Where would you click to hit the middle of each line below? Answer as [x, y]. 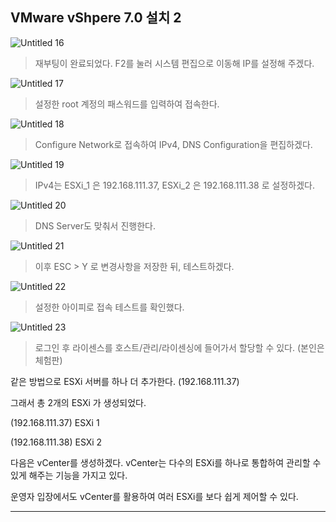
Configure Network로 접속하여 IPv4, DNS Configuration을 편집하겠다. [173, 144]
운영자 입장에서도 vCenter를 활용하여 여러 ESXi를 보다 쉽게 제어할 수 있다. [154, 496]
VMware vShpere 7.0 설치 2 [96, 18]
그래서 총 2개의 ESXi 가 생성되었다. [78, 402]
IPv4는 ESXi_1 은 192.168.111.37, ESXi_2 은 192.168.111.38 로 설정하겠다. [174, 185]
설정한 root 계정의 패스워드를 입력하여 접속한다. [127, 104]
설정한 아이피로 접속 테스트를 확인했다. [109, 307]
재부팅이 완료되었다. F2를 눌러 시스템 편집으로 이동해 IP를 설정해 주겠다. [174, 63]
